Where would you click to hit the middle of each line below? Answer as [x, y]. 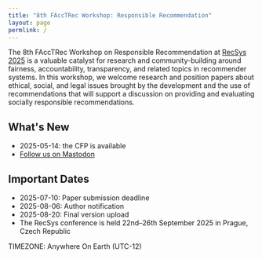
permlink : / [27, 30]
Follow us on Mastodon [57, 155]
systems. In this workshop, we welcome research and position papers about [131, 77]
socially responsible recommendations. [71, 102]
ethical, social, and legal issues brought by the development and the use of [129, 86]
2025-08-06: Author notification [72, 206]
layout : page [29, 23]
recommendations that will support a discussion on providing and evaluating [131, 94]
